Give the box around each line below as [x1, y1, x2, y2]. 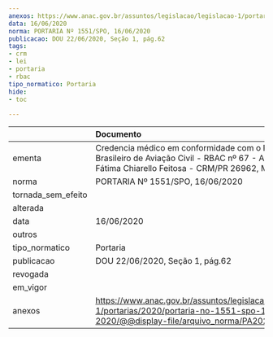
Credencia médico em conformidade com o [95, 142, 262, 154]
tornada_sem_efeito [12, 189, 88, 200]
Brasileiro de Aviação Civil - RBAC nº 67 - [95, 152, 258, 164]
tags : [8, 42, 27, 50]
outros [12, 229, 38, 240]
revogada [12, 269, 49, 280]
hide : [8, 87, 27, 96]
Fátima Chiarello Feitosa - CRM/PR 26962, [95, 163, 259, 174]
